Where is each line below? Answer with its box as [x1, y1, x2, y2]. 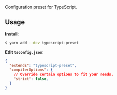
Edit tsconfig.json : [5, 49, 44, 55]
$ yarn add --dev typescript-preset [5, 40, 79, 45]
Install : [5, 31, 19, 37]
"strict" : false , [14, 77, 49, 81]
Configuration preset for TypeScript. [5, 4, 77, 10]
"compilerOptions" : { [9, 67, 53, 72]
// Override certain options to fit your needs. [14, 72, 114, 77]
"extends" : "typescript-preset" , [9, 63, 77, 68]
